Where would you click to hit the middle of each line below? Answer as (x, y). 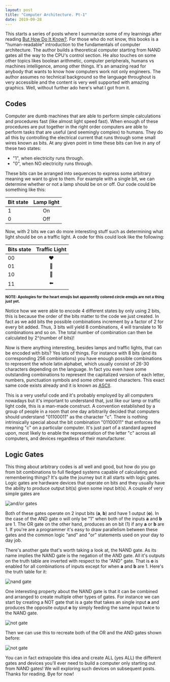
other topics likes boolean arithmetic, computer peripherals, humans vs (80, 61)
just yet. (13, 302)
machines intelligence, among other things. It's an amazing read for (76, 66)
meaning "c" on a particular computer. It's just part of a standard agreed (81, 428)
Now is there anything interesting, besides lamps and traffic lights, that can (84, 348)
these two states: (23, 148)
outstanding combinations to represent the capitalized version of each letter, (85, 375)
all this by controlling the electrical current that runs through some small (80, 138)
